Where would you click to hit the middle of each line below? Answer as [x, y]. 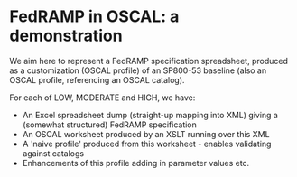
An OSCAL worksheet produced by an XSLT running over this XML [146, 134]
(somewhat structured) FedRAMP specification [109, 125]
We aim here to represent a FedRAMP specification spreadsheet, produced [149, 61]
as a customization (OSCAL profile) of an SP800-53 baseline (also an [138, 70]
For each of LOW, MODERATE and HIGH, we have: [102, 98]
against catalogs [53, 153]
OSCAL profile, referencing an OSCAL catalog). [97, 79]
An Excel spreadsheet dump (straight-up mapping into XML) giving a [150, 115]
